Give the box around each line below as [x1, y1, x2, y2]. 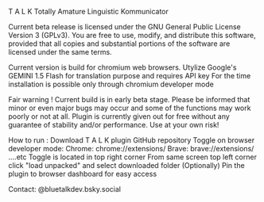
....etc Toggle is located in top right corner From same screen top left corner [8, 152, 257, 162]
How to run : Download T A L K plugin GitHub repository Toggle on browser [8, 135, 255, 145]
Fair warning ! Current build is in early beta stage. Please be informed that [8, 95, 250, 104]
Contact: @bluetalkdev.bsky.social [8, 185, 122, 193]
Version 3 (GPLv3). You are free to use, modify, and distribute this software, [8, 31, 256, 40]
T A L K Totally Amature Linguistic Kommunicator [8, 7, 169, 16]
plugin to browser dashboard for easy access [8, 170, 157, 178]
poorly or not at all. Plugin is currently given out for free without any [8, 112, 231, 121]
